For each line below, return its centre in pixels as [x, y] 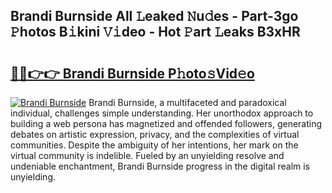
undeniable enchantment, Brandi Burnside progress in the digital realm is [160, 166]
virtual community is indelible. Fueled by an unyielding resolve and [147, 155]
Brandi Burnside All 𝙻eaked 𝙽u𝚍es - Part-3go [154, 16]
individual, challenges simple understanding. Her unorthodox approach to [162, 113]
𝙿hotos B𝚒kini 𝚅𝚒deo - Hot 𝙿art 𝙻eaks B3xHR [155, 32]
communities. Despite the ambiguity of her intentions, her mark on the [154, 145]
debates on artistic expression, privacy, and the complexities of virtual [155, 134]
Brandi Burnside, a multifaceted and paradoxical [187, 102]
